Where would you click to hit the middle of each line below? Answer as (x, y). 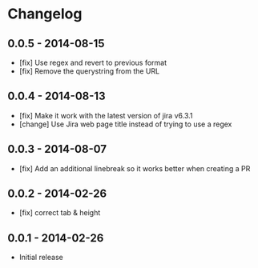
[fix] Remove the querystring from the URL (89, 71)
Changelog (45, 14)
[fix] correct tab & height (60, 213)
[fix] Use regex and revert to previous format (93, 62)
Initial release (41, 258)
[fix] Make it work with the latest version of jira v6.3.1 (106, 115)
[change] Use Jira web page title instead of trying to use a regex (125, 124)
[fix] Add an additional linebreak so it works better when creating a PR (135, 168)
